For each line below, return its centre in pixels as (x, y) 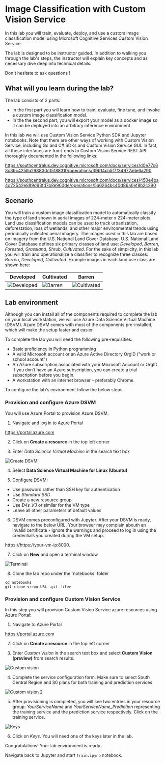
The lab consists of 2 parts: (33, 100)
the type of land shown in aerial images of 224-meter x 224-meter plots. (79, 218)
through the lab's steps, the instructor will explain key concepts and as (77, 58)
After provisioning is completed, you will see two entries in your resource (86, 701)
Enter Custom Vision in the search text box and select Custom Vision (82, 653)
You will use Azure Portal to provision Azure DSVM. (57, 413)
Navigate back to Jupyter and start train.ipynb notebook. (64, 755)
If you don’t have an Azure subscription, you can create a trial (74, 370)
